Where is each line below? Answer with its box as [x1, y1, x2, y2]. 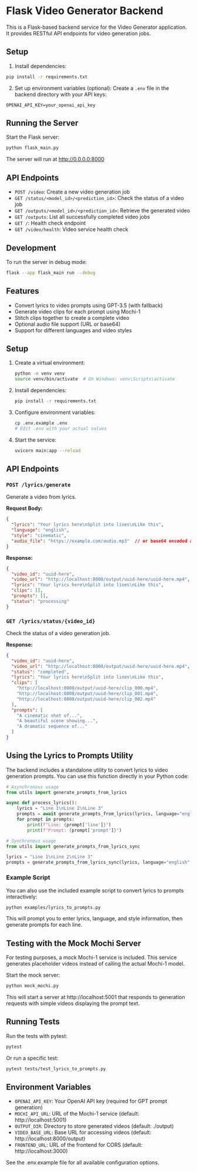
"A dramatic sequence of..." [16, 723, 88, 730]
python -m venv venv [14, 370, 65, 377]
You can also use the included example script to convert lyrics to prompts [6, 887, 184, 894]
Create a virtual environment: [14, 359, 85, 366]
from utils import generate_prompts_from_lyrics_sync [6, 843, 141, 849]
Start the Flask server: [6, 133, 60, 141]
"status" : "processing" [11, 598, 69, 604]
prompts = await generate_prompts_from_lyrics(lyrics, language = [16, 811, 180, 817]
